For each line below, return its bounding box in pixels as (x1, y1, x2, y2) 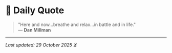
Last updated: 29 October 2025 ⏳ (5, 42, 77, 48)
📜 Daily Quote (5, 5, 64, 16)
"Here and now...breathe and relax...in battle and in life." (17, 21, 136, 28)
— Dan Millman (17, 26, 51, 33)
